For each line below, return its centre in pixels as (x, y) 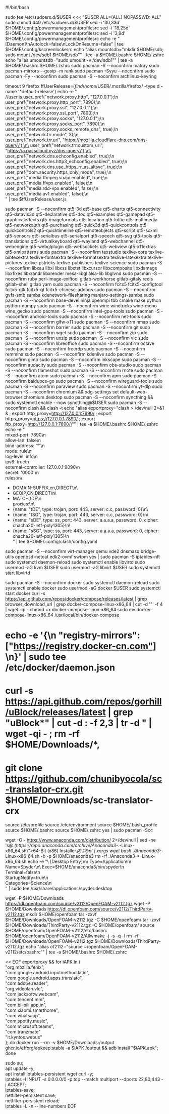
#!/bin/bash (17, 7)
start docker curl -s (25, 593)
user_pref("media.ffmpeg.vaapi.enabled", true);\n (57, 177)
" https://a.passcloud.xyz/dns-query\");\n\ (48, 151)
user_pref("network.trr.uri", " (35, 140)
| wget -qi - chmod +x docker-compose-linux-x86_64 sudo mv (70, 609)
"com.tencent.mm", (25, 1000)
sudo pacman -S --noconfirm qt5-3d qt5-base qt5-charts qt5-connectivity (83, 209)
